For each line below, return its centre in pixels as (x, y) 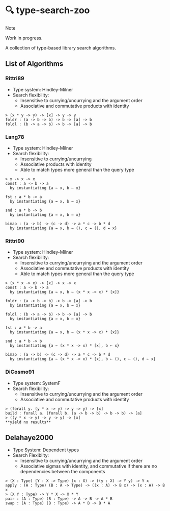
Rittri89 (15, 79)
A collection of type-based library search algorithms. (61, 47)
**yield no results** (28, 422)
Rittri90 (15, 241)
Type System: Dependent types (46, 450)
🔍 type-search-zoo (48, 10)
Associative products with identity (56, 164)
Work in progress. (24, 38)
